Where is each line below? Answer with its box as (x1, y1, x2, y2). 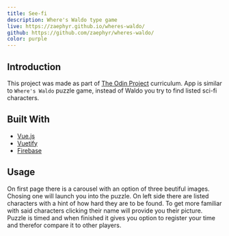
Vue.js (16, 132, 36, 140)
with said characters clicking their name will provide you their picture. (7, 206, 203, 215)
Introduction (7, 61, 62, 73)
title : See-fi (7, 10, 48, 17)
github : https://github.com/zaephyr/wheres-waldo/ (7, 29, 154, 36)
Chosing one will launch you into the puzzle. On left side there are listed (7, 191, 209, 200)
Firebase (16, 146, 42, 154)
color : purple (7, 36, 48, 43)
